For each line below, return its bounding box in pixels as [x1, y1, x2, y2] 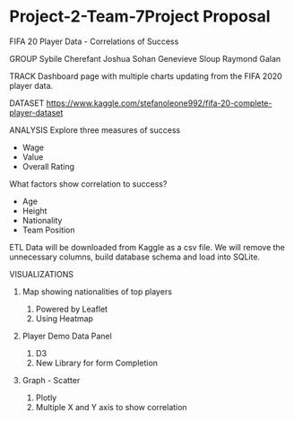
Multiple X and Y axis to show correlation [35, 401, 187, 412]
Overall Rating [22, 161, 74, 171]
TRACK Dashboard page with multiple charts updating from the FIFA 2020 [9, 70, 282, 82]
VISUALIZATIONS [9, 268, 74, 279]
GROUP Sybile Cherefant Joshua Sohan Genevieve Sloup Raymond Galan [9, 53, 281, 64]
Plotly [35, 392, 57, 403]
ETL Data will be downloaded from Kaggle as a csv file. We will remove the [9, 241, 285, 252]
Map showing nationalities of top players [22, 285, 173, 297]
